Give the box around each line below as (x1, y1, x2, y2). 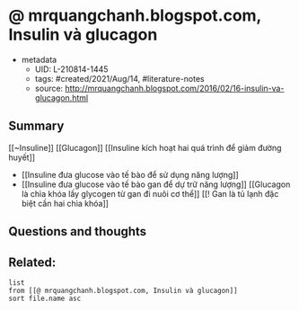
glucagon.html (34, 92, 89, 103)
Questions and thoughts (8, 224, 147, 239)
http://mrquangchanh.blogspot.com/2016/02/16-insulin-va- (65, 83, 285, 93)
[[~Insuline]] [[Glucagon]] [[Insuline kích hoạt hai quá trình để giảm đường (8, 142, 282, 153)
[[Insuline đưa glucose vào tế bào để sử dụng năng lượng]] (21, 169, 239, 180)
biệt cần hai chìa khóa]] (21, 198, 110, 208)
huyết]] (8, 152, 36, 163)
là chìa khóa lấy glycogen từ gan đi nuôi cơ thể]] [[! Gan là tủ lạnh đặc (21, 188, 279, 199)
